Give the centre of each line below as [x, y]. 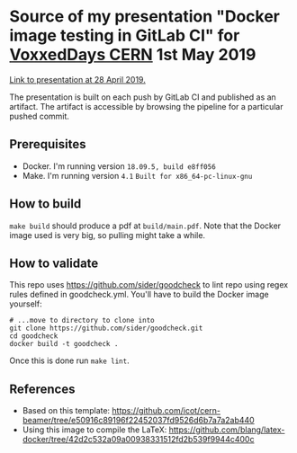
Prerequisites [48, 144]
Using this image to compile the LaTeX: [94, 430]
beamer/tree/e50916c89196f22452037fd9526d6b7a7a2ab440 [138, 421]
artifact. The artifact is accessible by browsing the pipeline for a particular [146, 106]
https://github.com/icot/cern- [166, 411]
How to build [45, 204]
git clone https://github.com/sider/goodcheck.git [106, 329]
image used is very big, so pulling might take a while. [107, 235]
